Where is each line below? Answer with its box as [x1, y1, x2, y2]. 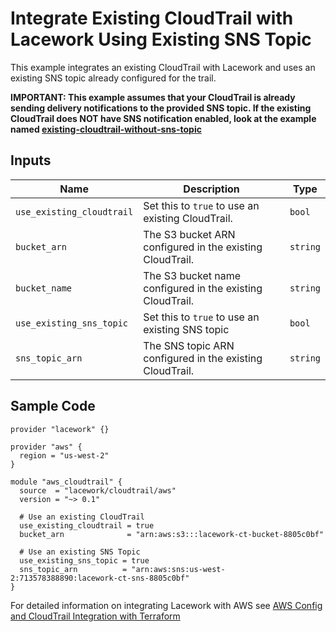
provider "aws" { [10, 442, 83, 452]
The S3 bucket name [143, 268, 242, 282]
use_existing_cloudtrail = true [19, 520, 155, 531]
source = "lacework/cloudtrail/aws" [19, 485, 177, 496]
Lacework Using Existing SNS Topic [10, 28, 312, 51]
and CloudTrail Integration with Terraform [10, 610, 181, 622]
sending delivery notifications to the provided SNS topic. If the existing [10, 102, 312, 114]
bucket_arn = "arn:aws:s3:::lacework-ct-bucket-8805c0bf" [19, 529, 325, 539]
